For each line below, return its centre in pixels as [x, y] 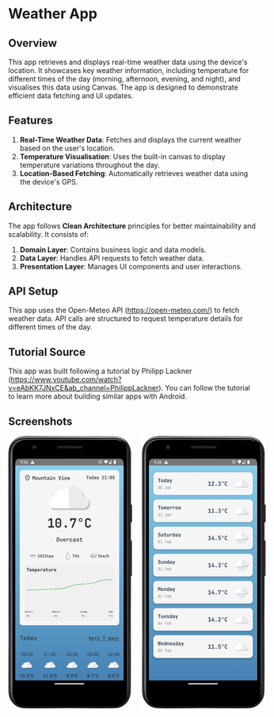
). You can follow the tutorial [204, 388]
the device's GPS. [49, 181]
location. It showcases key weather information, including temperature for [129, 71]
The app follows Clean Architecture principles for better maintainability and [132, 226]
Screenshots [40, 421]
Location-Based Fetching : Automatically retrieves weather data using [134, 173]
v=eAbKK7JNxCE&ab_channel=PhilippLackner [84, 388]
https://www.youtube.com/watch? [66, 379]
